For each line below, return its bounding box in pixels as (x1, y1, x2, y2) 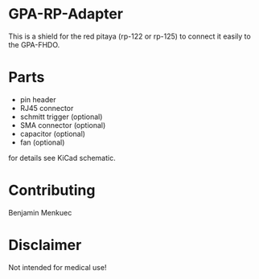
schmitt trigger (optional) (19, 112, 103, 121)
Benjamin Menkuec (8, 207, 72, 217)
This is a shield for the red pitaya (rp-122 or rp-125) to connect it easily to (8, 31, 251, 41)
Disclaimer (8, 236, 82, 254)
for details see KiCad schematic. (8, 153, 116, 162)
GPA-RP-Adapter (8, 5, 123, 23)
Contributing (8, 182, 96, 199)
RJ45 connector (19, 103, 74, 113)
